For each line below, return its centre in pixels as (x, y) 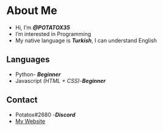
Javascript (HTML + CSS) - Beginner (60, 80)
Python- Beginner (38, 74)
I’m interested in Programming (53, 34)
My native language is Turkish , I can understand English (86, 40)
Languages (28, 59)
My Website (30, 121)
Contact (22, 100)
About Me (32, 11)
